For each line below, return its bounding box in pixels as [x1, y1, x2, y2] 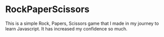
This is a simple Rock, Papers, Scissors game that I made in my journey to [5, 20, 159, 26]
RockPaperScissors [5, 4, 90, 15]
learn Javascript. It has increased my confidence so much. [5, 25, 128, 31]
